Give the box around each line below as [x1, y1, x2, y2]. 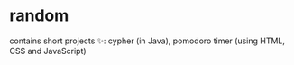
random [9, 5, 69, 26]
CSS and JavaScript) [9, 45, 87, 56]
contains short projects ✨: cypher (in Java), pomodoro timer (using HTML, [9, 35, 286, 46]
